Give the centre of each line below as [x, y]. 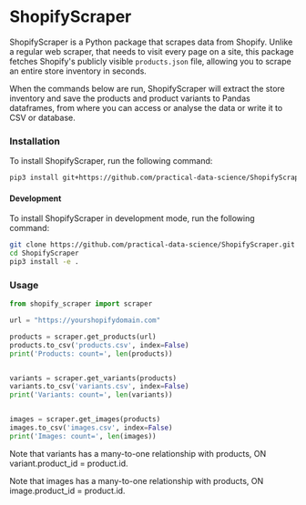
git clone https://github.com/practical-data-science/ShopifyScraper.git [153, 245]
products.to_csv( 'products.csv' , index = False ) [99, 345]
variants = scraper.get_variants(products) [93, 378]
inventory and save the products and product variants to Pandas [130, 98]
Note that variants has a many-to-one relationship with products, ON [138, 453]
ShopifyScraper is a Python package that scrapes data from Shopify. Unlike [151, 42]
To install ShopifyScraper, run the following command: [111, 161]
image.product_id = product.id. [67, 490]
